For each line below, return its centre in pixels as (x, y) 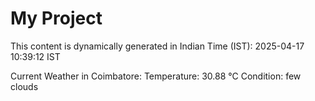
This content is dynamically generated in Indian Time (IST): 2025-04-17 (157, 46)
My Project (56, 18)
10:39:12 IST (35, 56)
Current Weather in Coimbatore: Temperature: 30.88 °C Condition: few (156, 76)
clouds (24, 86)
